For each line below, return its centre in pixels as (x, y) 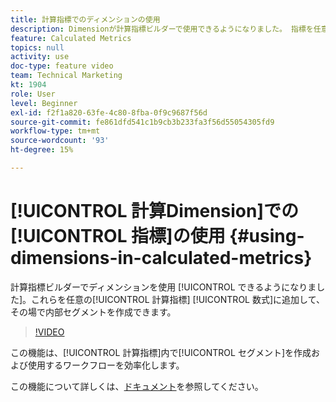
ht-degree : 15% (42, 150)
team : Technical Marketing (66, 76)
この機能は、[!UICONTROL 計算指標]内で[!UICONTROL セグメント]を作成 (161, 352)
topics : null (37, 47)
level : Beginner (44, 103)
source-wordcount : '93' (60, 141)
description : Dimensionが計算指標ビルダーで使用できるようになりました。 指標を (162, 29)
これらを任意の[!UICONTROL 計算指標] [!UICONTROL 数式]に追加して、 (178, 299)
